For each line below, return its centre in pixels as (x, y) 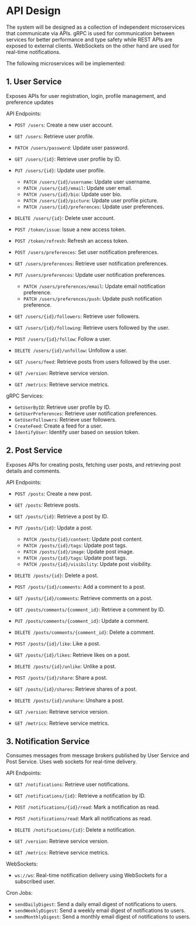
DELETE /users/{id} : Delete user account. (65, 218)
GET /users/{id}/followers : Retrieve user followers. (77, 316)
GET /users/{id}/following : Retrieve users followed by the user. (92, 327)
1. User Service (34, 82)
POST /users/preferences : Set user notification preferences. (87, 252)
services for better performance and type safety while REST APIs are (89, 39)
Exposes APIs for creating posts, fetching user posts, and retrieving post (94, 464)
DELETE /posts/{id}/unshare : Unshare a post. (69, 700)
